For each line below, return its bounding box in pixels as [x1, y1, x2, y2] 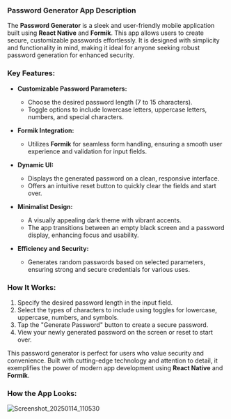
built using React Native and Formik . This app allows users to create [7, 29, 204, 37]
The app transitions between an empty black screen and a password [27, 223, 225, 231]
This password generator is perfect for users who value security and [7, 349, 204, 357]
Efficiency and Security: [17, 244, 89, 252]
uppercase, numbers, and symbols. [17, 313, 120, 321]
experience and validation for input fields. [27, 147, 148, 155]
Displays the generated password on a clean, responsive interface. [27, 174, 220, 183]
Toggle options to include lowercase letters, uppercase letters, [27, 105, 207, 114]
